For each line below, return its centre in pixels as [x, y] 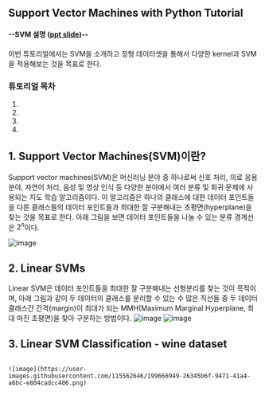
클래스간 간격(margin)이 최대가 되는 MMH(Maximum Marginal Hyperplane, [127, 308]
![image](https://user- [48, 369]
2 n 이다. [28, 226]
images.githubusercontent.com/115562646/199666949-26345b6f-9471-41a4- [129, 376]
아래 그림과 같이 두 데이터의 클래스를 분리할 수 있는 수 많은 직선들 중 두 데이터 [138, 299]
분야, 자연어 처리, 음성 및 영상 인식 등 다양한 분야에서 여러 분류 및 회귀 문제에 [127, 187]
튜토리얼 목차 [32, 86]
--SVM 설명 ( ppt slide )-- [49, 34]
